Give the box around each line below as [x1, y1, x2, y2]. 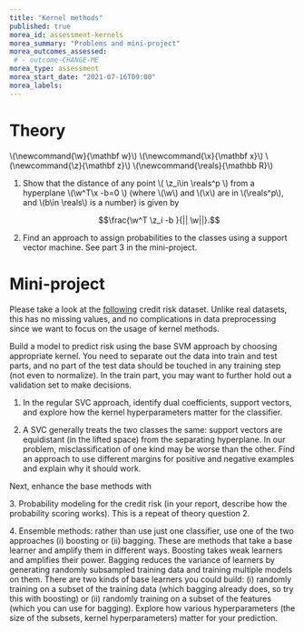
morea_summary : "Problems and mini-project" [9, 38, 181, 48]
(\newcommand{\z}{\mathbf [9, 160, 115, 171]
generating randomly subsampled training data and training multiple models [9, 564, 293, 575]
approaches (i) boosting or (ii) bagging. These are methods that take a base [9, 535, 293, 546]
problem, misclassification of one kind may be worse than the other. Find [22, 443, 295, 455]
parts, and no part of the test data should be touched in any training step [9, 360, 281, 371]
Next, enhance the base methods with [9, 480, 152, 491]
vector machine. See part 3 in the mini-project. [22, 242, 198, 253]
